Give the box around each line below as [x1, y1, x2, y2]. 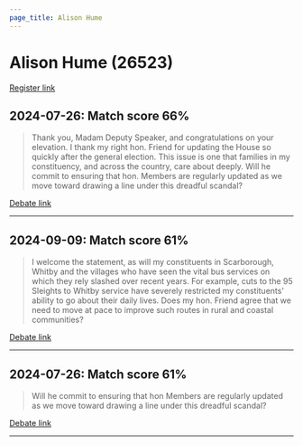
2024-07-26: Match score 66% [9, 108, 190, 123]
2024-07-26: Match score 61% [9, 366, 188, 382]
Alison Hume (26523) [9, 52, 174, 72]
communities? [31, 314, 84, 326]
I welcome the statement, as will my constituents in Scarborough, [31, 257, 275, 268]
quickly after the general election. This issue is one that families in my [31, 151, 290, 163]
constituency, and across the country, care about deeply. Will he [31, 161, 271, 172]
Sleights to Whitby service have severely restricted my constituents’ [31, 286, 284, 297]
